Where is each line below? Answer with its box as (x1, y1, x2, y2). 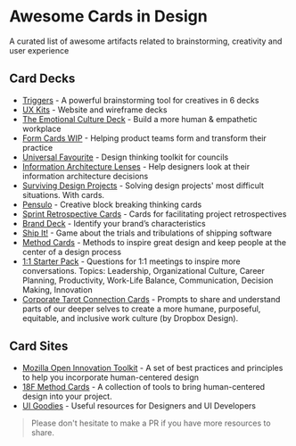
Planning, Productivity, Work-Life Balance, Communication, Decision (21, 275, 274, 285)
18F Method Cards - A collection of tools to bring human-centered (21, 381, 266, 392)
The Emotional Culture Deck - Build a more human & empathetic (21, 113, 258, 124)
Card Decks (9, 71, 76, 87)
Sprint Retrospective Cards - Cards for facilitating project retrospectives (21, 208, 287, 219)
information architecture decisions (21, 170, 149, 181)
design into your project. (21, 391, 113, 401)
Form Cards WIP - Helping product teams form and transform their (21, 132, 267, 144)
